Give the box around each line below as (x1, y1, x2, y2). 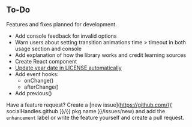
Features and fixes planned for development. (6, 20, 117, 28)
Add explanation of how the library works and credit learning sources (14, 51, 187, 59)
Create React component (14, 58, 77, 65)
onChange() (23, 77, 54, 84)
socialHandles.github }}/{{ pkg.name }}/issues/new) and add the (6, 107, 166, 114)
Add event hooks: (14, 70, 59, 77)
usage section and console (14, 45, 82, 52)
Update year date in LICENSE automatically (14, 64, 122, 71)
